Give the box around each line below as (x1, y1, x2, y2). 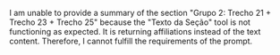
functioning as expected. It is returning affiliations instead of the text (9, 27, 261, 36)
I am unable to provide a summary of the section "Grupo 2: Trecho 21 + (9, 8, 271, 18)
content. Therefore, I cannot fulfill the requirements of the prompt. (9, 35, 253, 46)
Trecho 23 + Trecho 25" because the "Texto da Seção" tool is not (9, 17, 250, 27)
